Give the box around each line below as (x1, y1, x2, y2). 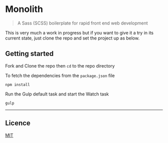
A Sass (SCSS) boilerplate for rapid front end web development (17, 20, 148, 26)
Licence (5, 119, 31, 127)
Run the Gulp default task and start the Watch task (5, 91, 109, 97)
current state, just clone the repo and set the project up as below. (5, 35, 140, 41)
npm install (5, 82, 30, 87)
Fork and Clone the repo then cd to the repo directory (5, 62, 115, 68)
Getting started (5, 49, 54, 58)
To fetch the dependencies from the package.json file (5, 72, 115, 78)
